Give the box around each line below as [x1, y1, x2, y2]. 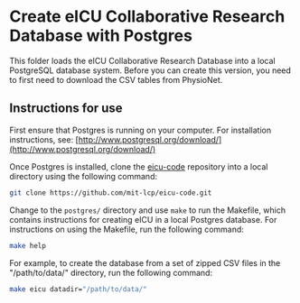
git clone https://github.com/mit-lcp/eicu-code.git [9, 188, 212, 197]
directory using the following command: [9, 170, 158, 181]
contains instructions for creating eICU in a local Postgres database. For [9, 214, 277, 225]
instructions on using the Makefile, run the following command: [9, 224, 244, 234]
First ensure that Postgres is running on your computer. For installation [9, 124, 272, 135]
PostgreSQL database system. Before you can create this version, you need [9, 65, 292, 76]
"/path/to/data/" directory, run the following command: [9, 267, 213, 278]
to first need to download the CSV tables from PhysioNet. [9, 74, 223, 85]
